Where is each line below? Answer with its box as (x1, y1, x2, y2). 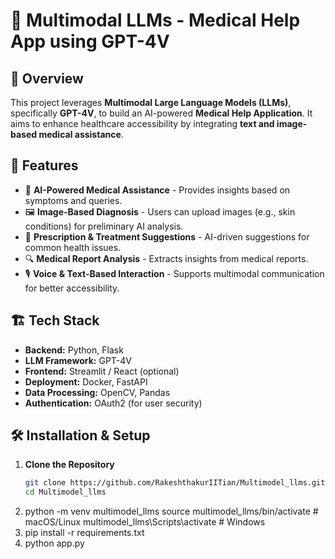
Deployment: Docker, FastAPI (24, 375, 148, 388)
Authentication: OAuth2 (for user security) (24, 397, 203, 409)
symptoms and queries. (24, 194, 123, 206)
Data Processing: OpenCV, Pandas (24, 386, 171, 398)
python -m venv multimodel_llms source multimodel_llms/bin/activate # (24, 505, 319, 518)
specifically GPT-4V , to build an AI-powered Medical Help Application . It (10, 107, 313, 119)
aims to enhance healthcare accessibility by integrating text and (10, 118, 275, 129)
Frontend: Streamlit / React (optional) (24, 365, 180, 377)
